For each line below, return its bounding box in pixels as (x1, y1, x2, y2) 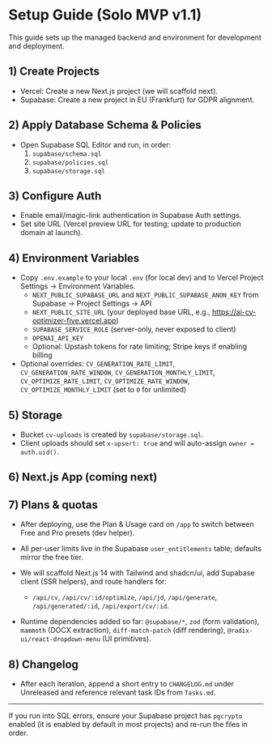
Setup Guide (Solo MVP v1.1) (8, 6, 202, 24)
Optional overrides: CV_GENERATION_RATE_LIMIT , (19, 359, 176, 369)
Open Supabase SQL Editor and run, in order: (19, 139, 172, 149)
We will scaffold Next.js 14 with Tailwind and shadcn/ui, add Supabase (19, 568, 255, 578)
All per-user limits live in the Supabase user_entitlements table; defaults (19, 544, 261, 554)
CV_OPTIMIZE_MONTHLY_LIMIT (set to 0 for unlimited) (19, 385, 187, 395)
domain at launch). (19, 228, 83, 237)
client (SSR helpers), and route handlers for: (19, 577, 168, 587)
